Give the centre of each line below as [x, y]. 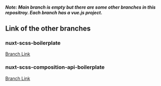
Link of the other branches [48, 28]
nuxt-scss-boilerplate [33, 43]
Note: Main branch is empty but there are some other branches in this [80, 7]
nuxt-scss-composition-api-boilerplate [55, 67]
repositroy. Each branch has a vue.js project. [54, 12]
